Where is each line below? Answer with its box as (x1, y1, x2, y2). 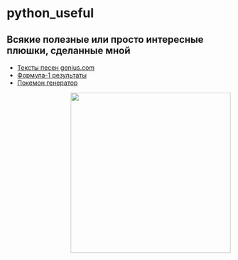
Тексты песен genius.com (16, 63, 95, 72)
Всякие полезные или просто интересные (6, 33, 204, 46)
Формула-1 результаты (16, 71, 87, 79)
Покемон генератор (16, 78, 78, 87)
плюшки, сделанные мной (6, 44, 131, 56)
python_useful (6, 5, 94, 21)
